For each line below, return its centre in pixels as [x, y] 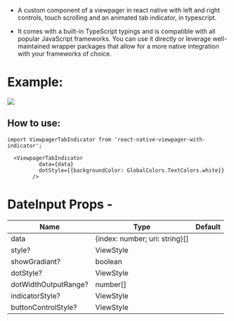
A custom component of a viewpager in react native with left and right [118, 10]
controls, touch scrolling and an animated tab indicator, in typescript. [117, 18]
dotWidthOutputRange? [50, 284]
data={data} [56, 164]
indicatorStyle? [36, 296]
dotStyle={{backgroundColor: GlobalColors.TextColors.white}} [131, 170]
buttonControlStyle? [44, 307]
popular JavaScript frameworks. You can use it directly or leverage [114, 39]
